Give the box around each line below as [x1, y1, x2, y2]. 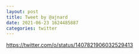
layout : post [6, 8, 39, 15]
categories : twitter [6, 25, 58, 31]
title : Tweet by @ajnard [6, 14, 68, 20]
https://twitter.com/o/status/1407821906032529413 [6, 42, 133, 49]
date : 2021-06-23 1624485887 [6, 20, 79, 26]
